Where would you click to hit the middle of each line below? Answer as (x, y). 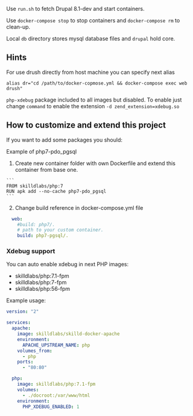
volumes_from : (35, 351)
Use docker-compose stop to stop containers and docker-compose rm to (93, 20)
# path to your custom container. (60, 230)
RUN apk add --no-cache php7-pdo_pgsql (56, 191)
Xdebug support (31, 252)
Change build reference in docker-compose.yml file (79, 207)
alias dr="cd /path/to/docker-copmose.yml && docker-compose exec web (97, 83)
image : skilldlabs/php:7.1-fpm (56, 384)
